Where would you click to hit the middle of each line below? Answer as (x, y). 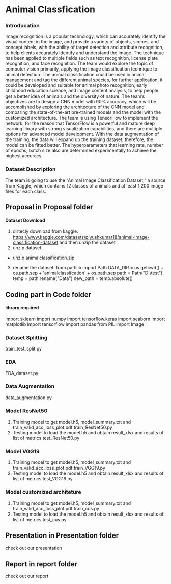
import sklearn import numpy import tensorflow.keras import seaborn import (85, 319)
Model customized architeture (43, 492)
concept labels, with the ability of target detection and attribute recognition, (84, 48)
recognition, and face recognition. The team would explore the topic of (79, 64)
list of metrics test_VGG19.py (42, 479)
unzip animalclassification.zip (44, 258)
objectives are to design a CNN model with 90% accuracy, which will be (81, 102)
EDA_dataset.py (22, 373)
